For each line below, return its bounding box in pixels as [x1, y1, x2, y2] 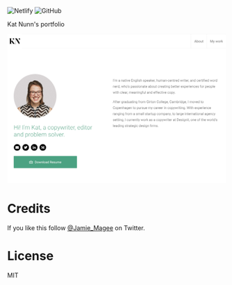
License [7, 248, 54, 264]
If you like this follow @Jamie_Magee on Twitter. [7, 223, 146, 232]
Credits [7, 201, 51, 217]
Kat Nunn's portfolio [7, 20, 65, 28]
